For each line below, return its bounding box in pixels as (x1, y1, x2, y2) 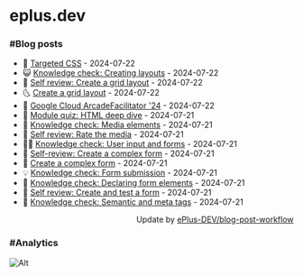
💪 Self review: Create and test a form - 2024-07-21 (22, 187, 212, 198)
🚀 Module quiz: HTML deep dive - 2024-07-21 (22, 110, 195, 121)
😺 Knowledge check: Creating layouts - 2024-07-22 (22, 68, 219, 78)
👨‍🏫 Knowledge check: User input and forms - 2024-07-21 (22, 139, 237, 150)
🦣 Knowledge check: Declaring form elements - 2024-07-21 (22, 178, 245, 189)
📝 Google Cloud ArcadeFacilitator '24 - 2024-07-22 (22, 100, 215, 111)
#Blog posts (9, 38, 63, 51)
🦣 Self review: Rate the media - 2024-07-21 (22, 129, 184, 140)
